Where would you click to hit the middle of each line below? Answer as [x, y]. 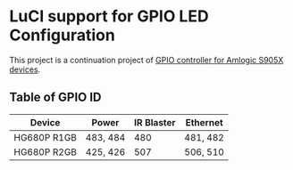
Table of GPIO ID [55, 97]
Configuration [63, 35]
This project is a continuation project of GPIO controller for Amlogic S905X [146, 60]
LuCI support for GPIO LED [109, 16]
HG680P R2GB [46, 151]
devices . [25, 69]
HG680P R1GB [46, 137]
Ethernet [204, 122]
